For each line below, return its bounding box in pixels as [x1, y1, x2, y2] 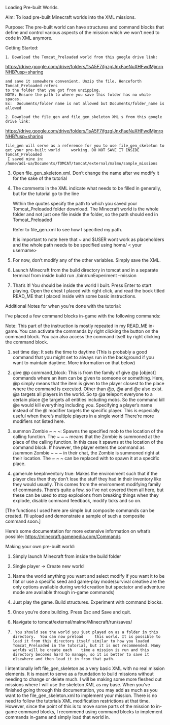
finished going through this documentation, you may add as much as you [5, 687, 158, 693]
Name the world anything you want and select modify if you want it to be [12, 573, 165, 579]
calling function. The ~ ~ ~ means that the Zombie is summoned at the [12, 434, 160, 440]
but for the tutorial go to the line [12, 191, 80, 197]
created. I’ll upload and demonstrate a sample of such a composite [5, 513, 145, 519]
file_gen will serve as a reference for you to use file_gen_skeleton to [5, 143, 165, 148]
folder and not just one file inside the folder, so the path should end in [12, 211, 158, 217]
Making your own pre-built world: [5, 544, 75, 549]
